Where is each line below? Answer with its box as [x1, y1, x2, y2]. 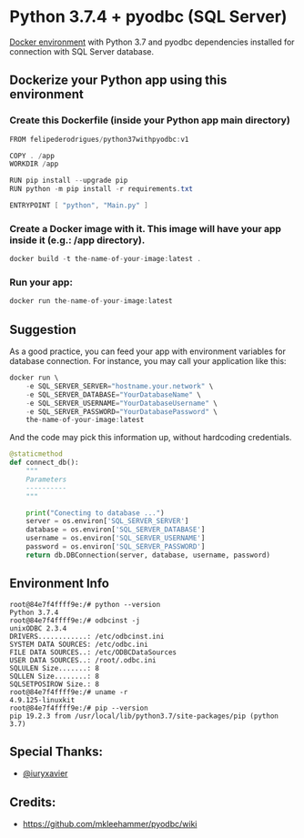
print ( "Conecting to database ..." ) [25, 508, 166, 518]
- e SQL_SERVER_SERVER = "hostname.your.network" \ [25, 381, 214, 390]
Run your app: [9, 276, 73, 288]
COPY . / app [9, 151, 55, 160]
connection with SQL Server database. [9, 45, 155, 56]
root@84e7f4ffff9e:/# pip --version [9, 703, 148, 712]
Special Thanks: [9, 743, 103, 759]
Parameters [25, 475, 67, 484]
